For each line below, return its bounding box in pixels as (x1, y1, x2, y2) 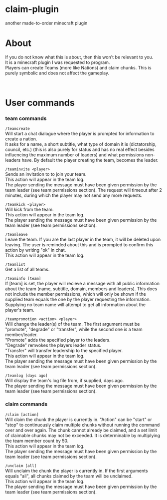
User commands (5, 97, 75, 108)
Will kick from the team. (5, 206, 54, 213)
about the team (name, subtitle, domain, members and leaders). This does (5, 286, 158, 292)
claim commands (5, 401, 48, 408)
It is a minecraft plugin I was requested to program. (5, 59, 110, 65)
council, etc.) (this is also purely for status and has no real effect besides (5, 146, 155, 153)
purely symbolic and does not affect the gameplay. (5, 70, 110, 76)
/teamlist (5, 262, 26, 267)
